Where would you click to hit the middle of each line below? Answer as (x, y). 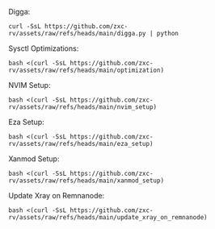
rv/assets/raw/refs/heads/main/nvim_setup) (83, 107)
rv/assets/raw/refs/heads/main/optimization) (86, 70)
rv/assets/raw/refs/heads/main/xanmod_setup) (86, 181)
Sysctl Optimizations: (44, 48)
